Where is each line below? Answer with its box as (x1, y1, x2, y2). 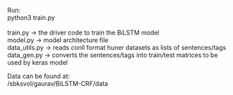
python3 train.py (7, 13, 55, 22)
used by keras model (7, 58, 68, 66)
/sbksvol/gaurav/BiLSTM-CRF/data (7, 80, 109, 87)
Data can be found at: (7, 72, 70, 80)
